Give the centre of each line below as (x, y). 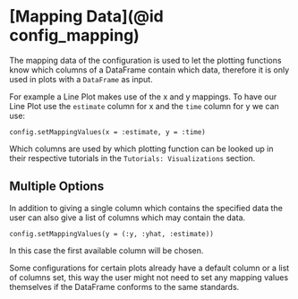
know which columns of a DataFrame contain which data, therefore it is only (149, 70)
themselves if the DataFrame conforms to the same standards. (124, 286)
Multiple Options (57, 187)
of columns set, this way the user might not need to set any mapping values (149, 277)
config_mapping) (75, 35)
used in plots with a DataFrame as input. (81, 79)
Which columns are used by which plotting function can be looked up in (141, 149)
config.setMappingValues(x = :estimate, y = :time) (107, 132)
